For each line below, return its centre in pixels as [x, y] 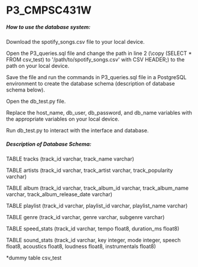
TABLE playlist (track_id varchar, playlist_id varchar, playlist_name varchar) [97, 206]
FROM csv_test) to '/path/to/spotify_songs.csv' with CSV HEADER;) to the [95, 60]
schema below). [26, 90]
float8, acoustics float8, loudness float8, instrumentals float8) [81, 246]
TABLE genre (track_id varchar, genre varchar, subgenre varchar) [85, 217]
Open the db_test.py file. [36, 102]
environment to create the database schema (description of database [91, 84]
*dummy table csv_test [34, 258]
